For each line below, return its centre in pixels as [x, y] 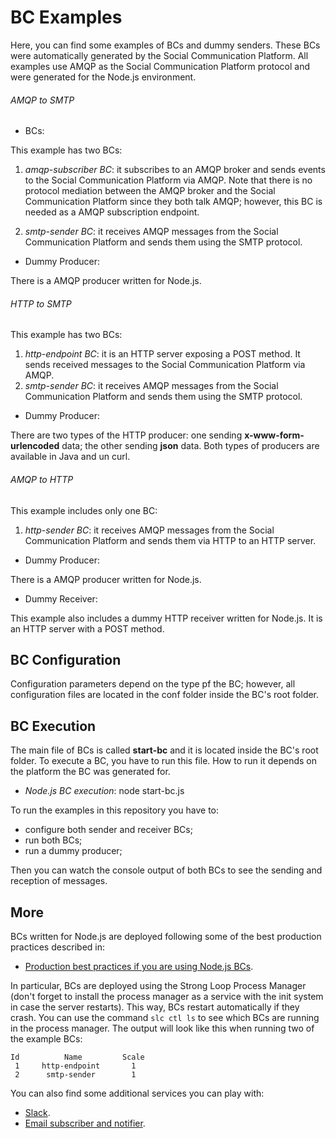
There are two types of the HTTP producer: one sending [126, 435]
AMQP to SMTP [42, 100]
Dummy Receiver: [61, 598]
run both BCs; [53, 840]
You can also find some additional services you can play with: [137, 1093]
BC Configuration [66, 659]
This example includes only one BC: [84, 510]
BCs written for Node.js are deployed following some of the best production [166, 936]
